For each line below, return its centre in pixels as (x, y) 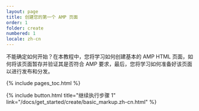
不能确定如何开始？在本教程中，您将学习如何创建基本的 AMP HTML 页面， (97, 56)
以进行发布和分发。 (30, 71)
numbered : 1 (21, 34)
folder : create (25, 28)
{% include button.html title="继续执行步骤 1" (61, 95)
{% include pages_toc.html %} (43, 83)
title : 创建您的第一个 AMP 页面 (42, 17)
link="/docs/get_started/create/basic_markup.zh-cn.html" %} (81, 102)
